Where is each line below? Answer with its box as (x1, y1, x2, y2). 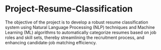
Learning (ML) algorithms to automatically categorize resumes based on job (5, 29, 157, 35)
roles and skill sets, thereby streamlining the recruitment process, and (5, 35, 145, 40)
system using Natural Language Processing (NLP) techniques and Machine (5, 24, 155, 30)
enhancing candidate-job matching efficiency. (5, 39, 97, 45)
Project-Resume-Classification (5, 3, 133, 14)
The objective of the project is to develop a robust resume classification (5, 19, 148, 25)
